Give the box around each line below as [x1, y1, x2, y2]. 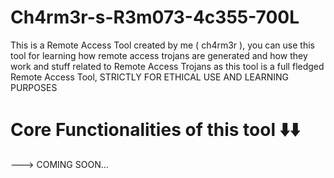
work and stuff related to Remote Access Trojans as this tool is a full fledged [10, 60, 325, 72]
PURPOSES [10, 81, 58, 93]
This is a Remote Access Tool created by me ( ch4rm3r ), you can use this [10, 39, 315, 51]
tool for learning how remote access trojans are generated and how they [10, 49, 308, 61]
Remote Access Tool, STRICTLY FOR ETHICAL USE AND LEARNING [10, 71, 289, 83]
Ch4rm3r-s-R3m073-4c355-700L [10, 6, 300, 29]
